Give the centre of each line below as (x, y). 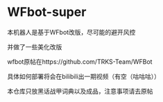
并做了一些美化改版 (35, 46)
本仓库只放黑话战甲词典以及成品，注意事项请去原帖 (80, 91)
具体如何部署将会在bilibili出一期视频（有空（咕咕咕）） (84, 76)
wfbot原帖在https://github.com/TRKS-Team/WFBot (80, 61)
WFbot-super (47, 12)
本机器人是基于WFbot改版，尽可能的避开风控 (71, 32)
